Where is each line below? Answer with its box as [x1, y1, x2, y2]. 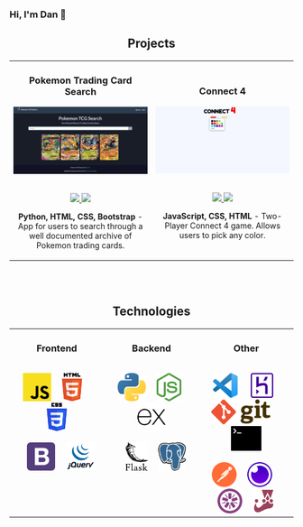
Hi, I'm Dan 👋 [9, 8, 67, 21]
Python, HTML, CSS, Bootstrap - [17, 211, 143, 222]
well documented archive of [28, 230, 133, 242]
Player [164, 220, 188, 231]
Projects [127, 36, 176, 51]
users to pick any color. [179, 229, 266, 240]
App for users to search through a [17, 221, 143, 232]
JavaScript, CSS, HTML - [162, 210, 260, 221]
